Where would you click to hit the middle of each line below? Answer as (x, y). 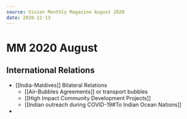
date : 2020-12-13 (29, 18)
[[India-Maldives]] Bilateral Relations (61, 85)
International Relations (51, 70)
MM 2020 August (52, 48)
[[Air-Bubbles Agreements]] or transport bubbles (86, 92)
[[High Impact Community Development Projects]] (88, 98)
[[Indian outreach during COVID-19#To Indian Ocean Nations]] (103, 104)
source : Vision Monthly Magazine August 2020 (65, 12)
